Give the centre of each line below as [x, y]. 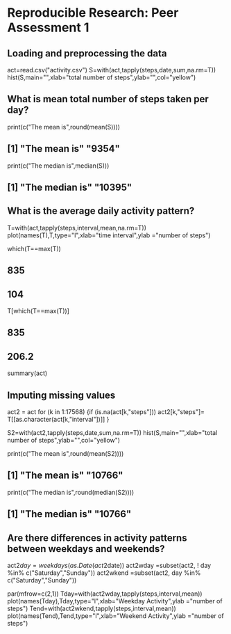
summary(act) [27, 373]
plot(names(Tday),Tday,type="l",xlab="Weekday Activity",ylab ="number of [115, 601]
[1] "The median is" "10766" [69, 514]
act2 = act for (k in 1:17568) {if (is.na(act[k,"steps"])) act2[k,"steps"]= [106, 412]
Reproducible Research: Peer [93, 13]
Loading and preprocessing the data [87, 53]
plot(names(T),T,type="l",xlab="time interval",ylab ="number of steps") [109, 235]
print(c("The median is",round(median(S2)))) [71, 492]
